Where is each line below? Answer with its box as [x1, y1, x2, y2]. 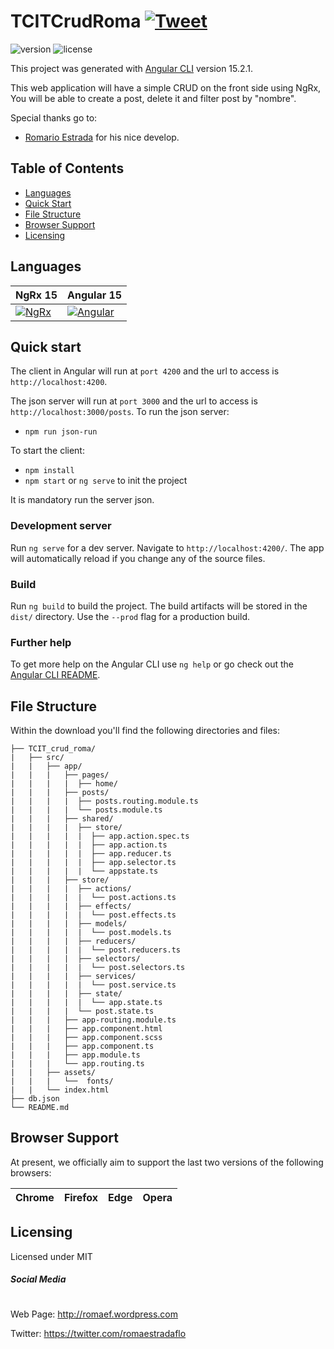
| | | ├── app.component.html [10, 1024, 163, 1034]
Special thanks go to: [10, 111, 98, 124]
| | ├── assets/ [10, 1068, 97, 1078]
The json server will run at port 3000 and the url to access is [10, 395, 258, 407]
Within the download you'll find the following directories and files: [10, 725, 281, 737]
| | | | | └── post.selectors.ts [10, 963, 186, 973]
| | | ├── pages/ [10, 770, 110, 780]
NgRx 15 [15, 288, 58, 302]
